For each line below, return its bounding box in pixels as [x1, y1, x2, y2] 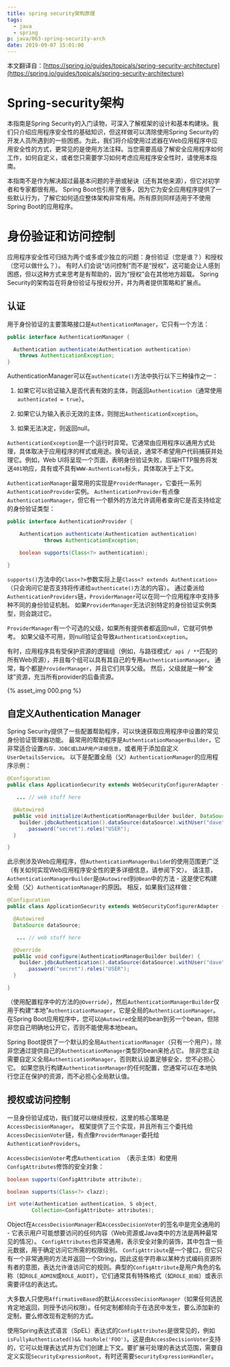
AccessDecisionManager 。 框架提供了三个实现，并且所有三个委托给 [7, 1122, 194, 1130]
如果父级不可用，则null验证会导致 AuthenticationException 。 [20, 632, 192, 640]
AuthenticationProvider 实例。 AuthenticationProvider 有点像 [7, 488, 180, 496]
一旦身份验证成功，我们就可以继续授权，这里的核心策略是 [7, 1114, 169, 1122]
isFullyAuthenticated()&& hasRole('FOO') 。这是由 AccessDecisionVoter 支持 [7, 1335, 221, 1343]
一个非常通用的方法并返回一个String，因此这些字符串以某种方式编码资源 [12, 1255, 216, 1263]
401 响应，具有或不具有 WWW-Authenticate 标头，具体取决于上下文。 [13, 464, 198, 473]
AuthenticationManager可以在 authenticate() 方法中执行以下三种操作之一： [7, 372, 218, 380]
